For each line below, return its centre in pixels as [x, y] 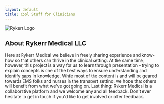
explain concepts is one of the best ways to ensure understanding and [76, 71]
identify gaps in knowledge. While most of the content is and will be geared [81, 76]
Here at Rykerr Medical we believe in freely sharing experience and [73, 55]
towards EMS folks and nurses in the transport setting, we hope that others [81, 81]
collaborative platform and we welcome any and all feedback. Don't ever [78, 91]
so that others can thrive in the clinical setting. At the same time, [79, 60]
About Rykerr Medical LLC [46, 43]
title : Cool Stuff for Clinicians [40, 14]
